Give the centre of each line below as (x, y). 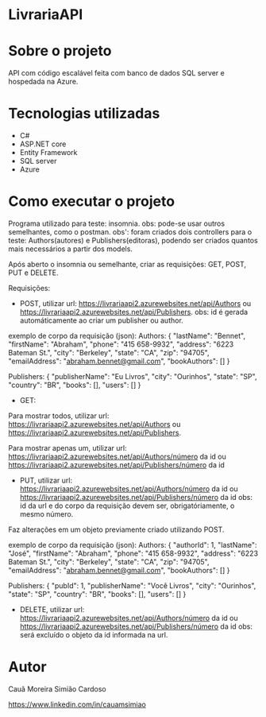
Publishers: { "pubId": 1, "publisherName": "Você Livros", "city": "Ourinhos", (132, 585)
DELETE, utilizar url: (52, 609)
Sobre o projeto (60, 51)
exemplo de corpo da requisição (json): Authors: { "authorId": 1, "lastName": (133, 545)
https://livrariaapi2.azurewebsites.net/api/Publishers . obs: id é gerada (134, 312)
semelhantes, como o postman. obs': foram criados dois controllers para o (130, 232)
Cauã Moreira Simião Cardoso (57, 688)
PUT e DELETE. (33, 273)
